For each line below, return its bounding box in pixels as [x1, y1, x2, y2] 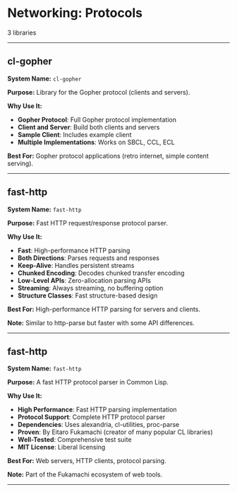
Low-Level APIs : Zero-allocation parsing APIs [17, 276, 152, 284]
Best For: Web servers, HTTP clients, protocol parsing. [7, 457, 167, 465]
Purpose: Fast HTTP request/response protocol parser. [7, 218, 168, 227]
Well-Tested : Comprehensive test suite [17, 435, 132, 444]
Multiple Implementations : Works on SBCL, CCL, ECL [17, 138, 175, 146]
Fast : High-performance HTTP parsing [17, 246, 130, 254]
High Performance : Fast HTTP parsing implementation [17, 405, 178, 414]
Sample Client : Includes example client [17, 130, 132, 139]
